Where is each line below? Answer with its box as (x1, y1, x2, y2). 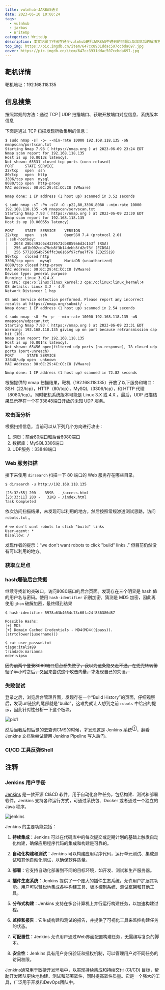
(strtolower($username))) (5, 631, 58, 637)
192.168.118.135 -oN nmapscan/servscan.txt (5, 207, 96, 212)
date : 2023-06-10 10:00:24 (5, 12, 60, 17)
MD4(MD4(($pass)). (75, 628, 113, 632)
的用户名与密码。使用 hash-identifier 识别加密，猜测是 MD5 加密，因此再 (5, 594, 156, 600)
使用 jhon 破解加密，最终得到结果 (5, 600, 73, 606)
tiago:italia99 (5, 645, 36, 650)
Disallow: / (5, 533, 29, 538)
